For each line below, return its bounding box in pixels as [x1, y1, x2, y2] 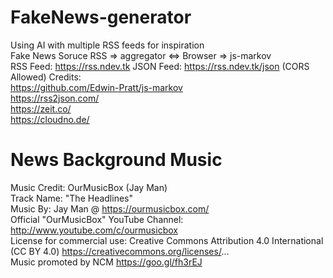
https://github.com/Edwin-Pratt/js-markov [10, 81, 183, 93]
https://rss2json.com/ [10, 92, 100, 104]
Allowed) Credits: [10, 71, 82, 83]
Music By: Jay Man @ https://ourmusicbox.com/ [10, 202, 210, 215]
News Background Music [10, 149, 223, 171]
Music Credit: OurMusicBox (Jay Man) [10, 181, 168, 193]
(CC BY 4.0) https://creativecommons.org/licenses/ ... [10, 245, 230, 257]
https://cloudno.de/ [10, 113, 90, 125]
